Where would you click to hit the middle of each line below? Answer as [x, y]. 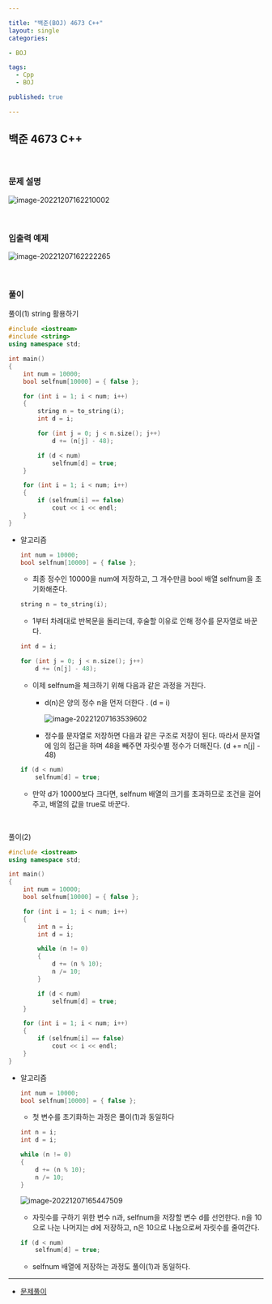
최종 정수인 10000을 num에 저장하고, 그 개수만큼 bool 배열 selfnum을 [142, 579]
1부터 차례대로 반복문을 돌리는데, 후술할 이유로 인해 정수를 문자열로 [137, 621]
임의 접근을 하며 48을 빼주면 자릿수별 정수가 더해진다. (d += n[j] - [157, 745]
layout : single [34, 30]
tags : [17, 67]
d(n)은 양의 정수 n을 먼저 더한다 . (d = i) [107, 702]
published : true [36, 97]
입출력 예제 [29, 238]
